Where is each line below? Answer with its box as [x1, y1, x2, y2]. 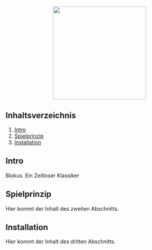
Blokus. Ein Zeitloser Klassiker [5, 172, 80, 179]
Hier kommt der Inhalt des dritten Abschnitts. [5, 238, 116, 245]
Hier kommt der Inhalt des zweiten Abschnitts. [5, 205, 119, 212]
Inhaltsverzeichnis [5, 110, 76, 121]
